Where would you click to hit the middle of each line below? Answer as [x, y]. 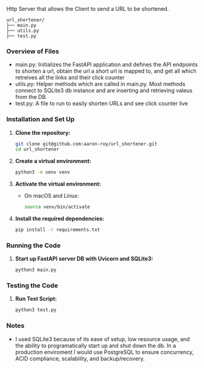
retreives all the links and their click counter [70, 78]
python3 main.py [36, 270]
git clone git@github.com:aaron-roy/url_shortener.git [86, 144]
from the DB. [31, 97]
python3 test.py [36, 310]
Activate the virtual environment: [58, 184]
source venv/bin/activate [57, 207]
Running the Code [33, 245]
